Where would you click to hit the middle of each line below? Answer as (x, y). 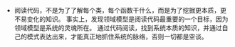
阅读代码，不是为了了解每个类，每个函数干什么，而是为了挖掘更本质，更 (120, 10)
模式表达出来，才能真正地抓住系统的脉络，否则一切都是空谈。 (117, 36)
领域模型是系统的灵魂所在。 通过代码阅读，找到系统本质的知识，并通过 (118, 28)
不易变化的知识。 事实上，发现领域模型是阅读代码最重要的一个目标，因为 (121, 19)
